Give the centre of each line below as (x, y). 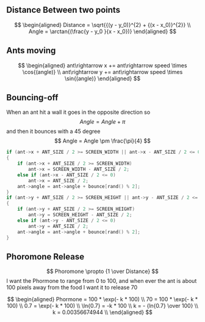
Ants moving (31, 51)
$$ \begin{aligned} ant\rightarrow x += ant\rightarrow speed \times (103, 65)
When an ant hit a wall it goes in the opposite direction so (78, 112)
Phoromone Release (45, 256)
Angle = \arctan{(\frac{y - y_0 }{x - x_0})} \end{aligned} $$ (103, 31)
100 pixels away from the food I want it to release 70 (72, 288)
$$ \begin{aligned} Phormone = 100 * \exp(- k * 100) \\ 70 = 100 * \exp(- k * (103, 299)
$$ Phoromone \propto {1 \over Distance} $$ (103, 271)
